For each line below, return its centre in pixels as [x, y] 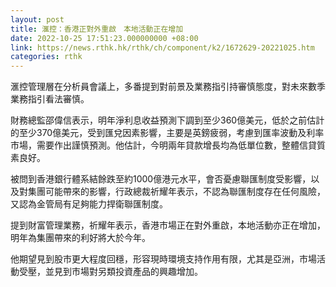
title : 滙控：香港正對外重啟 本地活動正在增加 [97, 29]
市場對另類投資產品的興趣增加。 [137, 272]
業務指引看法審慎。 [50, 99]
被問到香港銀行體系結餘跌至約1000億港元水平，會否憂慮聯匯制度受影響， [161, 179]
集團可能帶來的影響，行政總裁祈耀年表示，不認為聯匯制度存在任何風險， [176, 192]
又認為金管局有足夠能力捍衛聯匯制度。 [89, 204]
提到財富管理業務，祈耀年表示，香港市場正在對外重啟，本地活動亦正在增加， [168, 225]
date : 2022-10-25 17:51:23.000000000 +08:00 [104, 38]
